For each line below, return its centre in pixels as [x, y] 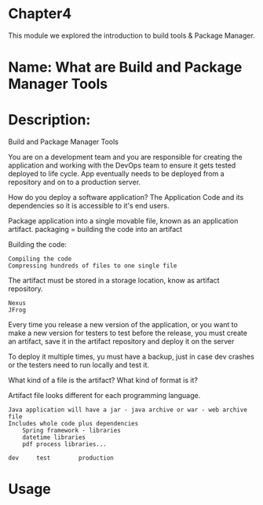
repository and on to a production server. [75, 182]
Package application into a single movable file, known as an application [123, 221]
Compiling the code [40, 259]
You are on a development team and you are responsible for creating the [125, 157]
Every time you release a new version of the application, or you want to [123, 325]
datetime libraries [54, 437]
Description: [49, 120]
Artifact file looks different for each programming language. [104, 396]
